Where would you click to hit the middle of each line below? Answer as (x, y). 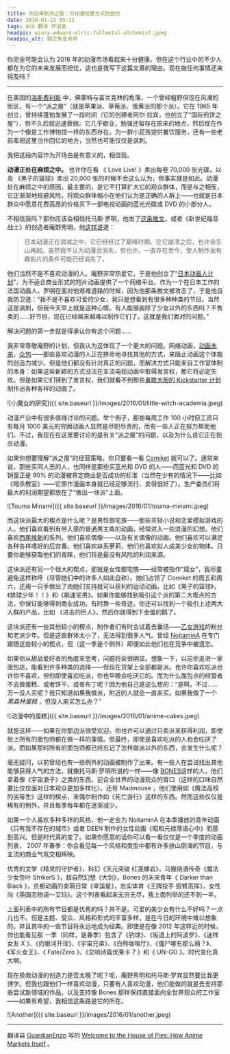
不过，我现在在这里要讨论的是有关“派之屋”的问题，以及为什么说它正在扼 (120, 435)
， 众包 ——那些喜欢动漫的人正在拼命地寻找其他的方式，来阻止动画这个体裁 (118, 354)
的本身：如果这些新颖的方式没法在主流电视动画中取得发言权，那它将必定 (109, 371)
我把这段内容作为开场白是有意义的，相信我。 (70, 155)
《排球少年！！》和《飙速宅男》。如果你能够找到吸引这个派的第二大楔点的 (109, 595)
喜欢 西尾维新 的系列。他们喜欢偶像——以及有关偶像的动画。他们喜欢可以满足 (115, 538)
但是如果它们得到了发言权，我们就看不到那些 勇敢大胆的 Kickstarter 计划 (120, 380)
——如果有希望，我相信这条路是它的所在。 (67, 1001)
